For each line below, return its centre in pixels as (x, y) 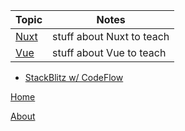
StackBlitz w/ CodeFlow (74, 77)
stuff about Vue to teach (109, 52)
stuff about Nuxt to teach (111, 36)
